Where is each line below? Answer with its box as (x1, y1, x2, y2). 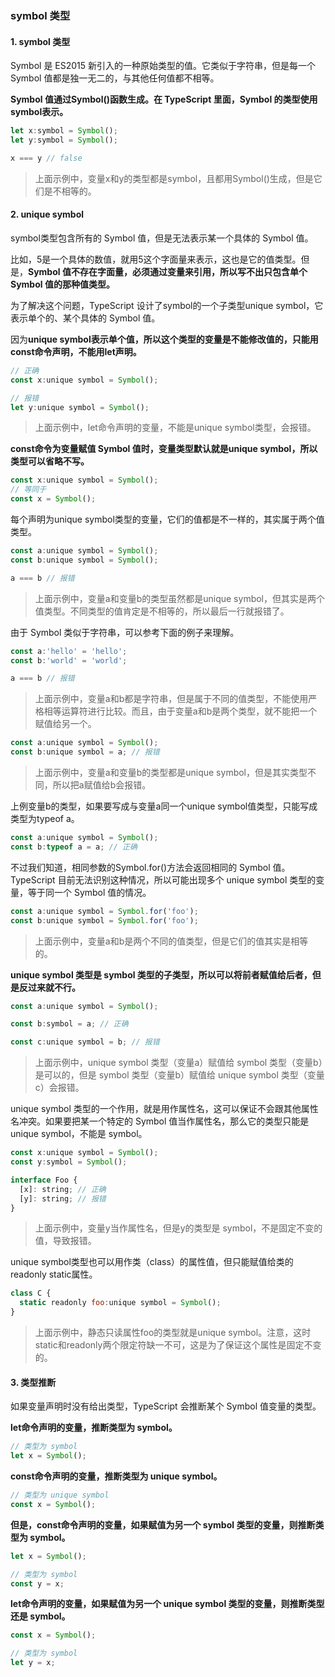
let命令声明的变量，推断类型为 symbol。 (10, 1422, 178, 1434)
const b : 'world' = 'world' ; (10, 655, 128, 666)
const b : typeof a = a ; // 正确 (10, 842, 138, 852)
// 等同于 (10, 485, 47, 495)
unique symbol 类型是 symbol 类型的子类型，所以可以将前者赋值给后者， (10, 968, 313, 981)
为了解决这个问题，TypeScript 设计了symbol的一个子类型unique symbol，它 (10, 299, 324, 311)
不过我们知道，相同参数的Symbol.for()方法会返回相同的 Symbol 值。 (10, 861, 291, 873)
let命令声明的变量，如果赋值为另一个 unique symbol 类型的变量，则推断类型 (10, 1598, 325, 1610)
